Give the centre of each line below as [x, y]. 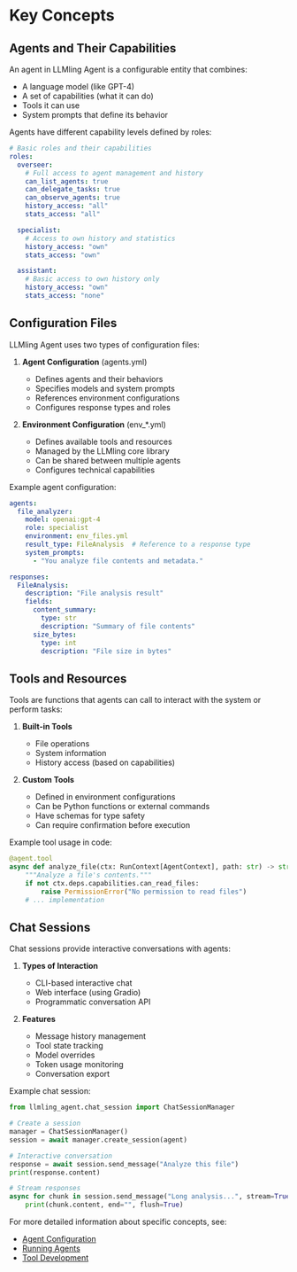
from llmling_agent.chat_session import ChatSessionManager [122, 1108]
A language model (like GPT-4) [78, 86]
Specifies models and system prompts [105, 388]
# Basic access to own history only [93, 279]
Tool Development [55, 1258]
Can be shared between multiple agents [108, 460]
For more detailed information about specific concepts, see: [118, 1222]
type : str [59, 618]
